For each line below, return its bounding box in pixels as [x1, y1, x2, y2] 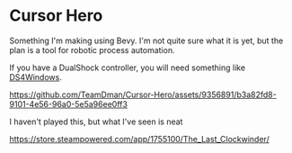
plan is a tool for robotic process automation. [9, 44, 175, 55]
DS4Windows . [9, 71, 63, 82]
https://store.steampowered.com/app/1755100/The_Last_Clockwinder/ [9, 133, 270, 144]
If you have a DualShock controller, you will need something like [9, 62, 245, 73]
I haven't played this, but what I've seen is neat [9, 116, 183, 127]
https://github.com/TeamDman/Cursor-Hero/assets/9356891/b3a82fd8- [9, 89, 277, 100]
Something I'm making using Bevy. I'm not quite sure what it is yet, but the [9, 35, 284, 46]
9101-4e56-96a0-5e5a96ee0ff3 [9, 98, 128, 109]
